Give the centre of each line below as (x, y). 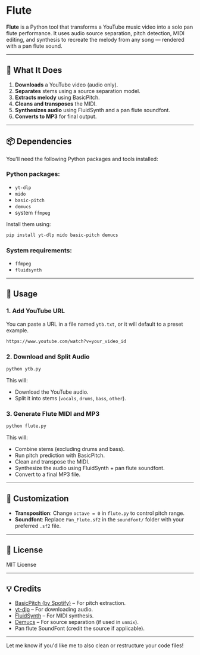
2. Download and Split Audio (48, 357)
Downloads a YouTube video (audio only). (66, 85)
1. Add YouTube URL (36, 311)
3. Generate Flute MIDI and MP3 (53, 413)
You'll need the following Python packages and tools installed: (82, 159)
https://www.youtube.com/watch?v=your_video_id (66, 341)
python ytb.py (24, 369)
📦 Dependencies (39, 142)
